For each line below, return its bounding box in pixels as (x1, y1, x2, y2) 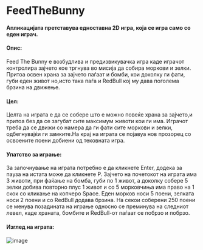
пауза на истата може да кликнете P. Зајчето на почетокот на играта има (6, 171, 198, 178)
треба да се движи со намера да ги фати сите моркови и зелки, (6, 124, 173, 131)
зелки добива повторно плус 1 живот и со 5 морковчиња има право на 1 (6, 183, 194, 191)
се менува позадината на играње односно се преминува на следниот (6, 203, 189, 210)
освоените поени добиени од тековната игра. (6, 137, 125, 144)
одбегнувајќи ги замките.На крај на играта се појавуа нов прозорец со (6, 130, 191, 138)
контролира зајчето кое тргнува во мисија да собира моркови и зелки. (6, 64, 191, 72)
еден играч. (6, 30, 38, 38)
